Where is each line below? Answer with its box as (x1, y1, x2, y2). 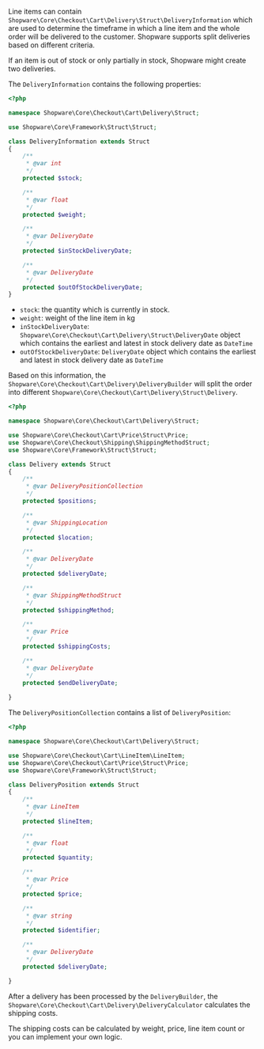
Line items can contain (8, 7, 82, 16)
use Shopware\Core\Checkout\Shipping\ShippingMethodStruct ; (8, 438, 211, 446)
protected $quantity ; (22, 854, 93, 862)
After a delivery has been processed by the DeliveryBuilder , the (8, 991, 219, 1001)
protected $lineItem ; (22, 817, 93, 825)
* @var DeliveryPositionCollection (25, 483, 144, 490)
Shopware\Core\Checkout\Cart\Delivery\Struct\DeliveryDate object (19, 330, 241, 339)
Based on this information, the (8, 371, 107, 381)
